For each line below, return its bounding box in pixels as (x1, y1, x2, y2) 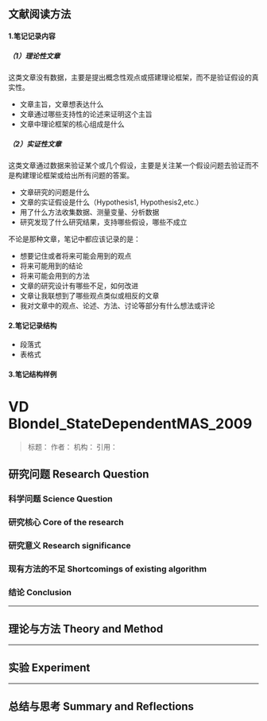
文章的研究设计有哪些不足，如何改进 (19, 281, 139, 290)
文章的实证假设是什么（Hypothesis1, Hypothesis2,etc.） (19, 197, 203, 207)
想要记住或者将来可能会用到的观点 (19, 251, 132, 260)
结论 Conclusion (8, 587, 72, 598)
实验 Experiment (8, 661, 91, 675)
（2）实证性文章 (8, 138, 62, 149)
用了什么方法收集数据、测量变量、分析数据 (19, 207, 160, 216)
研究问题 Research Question (8, 468, 149, 481)
